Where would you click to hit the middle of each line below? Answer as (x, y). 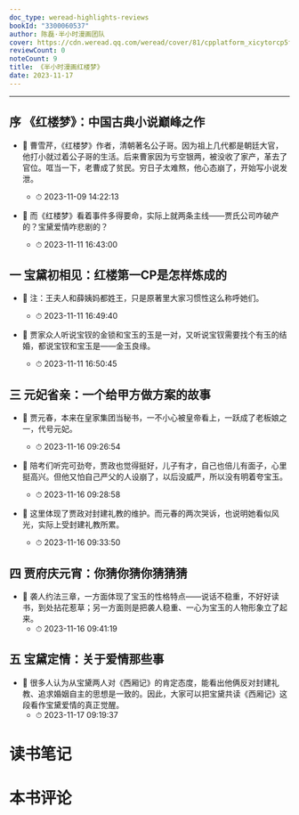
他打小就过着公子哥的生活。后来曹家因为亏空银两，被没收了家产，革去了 (154, 156)
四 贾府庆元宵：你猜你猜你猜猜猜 (98, 573)
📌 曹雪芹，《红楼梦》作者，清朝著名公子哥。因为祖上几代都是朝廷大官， (152, 145)
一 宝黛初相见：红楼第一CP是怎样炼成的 (118, 275)
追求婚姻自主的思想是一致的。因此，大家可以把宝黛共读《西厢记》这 (162, 693)
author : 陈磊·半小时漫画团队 (57, 34)
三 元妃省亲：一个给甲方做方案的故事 (110, 394)
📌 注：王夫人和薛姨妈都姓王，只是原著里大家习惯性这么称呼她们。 (143, 298)
